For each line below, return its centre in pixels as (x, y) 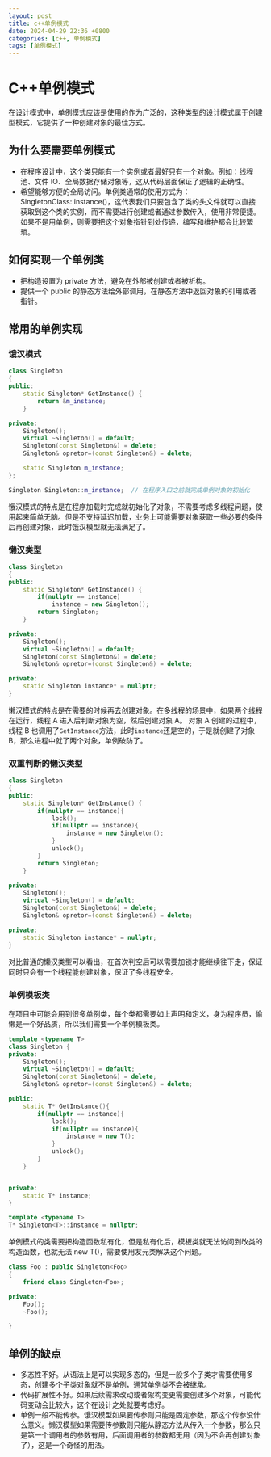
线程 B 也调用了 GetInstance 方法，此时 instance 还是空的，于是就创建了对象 (132, 730)
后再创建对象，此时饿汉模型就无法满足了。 (79, 527)
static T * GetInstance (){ (67, 1106)
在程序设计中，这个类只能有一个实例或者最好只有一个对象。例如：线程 (137, 171)
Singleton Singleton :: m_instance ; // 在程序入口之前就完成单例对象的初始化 (129, 490)
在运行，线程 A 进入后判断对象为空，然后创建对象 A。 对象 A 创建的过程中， (135, 720)
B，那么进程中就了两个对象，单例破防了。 (78, 740)
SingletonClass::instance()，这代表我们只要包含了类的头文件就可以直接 (138, 201)
